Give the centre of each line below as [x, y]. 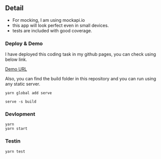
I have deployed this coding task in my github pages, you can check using [80, 54]
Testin [13, 141]
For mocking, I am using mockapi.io [49, 20]
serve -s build [21, 102]
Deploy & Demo [24, 43]
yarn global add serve [28, 93]
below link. [16, 59]
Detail [14, 8]
